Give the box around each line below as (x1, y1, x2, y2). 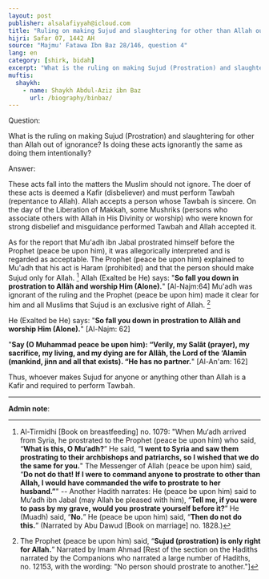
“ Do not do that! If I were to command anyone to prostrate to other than (19, 469, 261, 479)
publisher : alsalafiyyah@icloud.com (8, 19, 130, 27)
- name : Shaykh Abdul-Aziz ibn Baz (22, 86, 142, 95)
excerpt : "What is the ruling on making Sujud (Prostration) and (8, 64, 231, 72)
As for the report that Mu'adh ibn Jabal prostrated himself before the (8, 237, 235, 247)
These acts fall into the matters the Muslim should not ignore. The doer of (8, 180, 251, 189)
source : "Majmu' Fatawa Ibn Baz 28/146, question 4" (8, 42, 188, 50)
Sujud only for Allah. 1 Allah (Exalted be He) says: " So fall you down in (8, 272, 239, 282)
